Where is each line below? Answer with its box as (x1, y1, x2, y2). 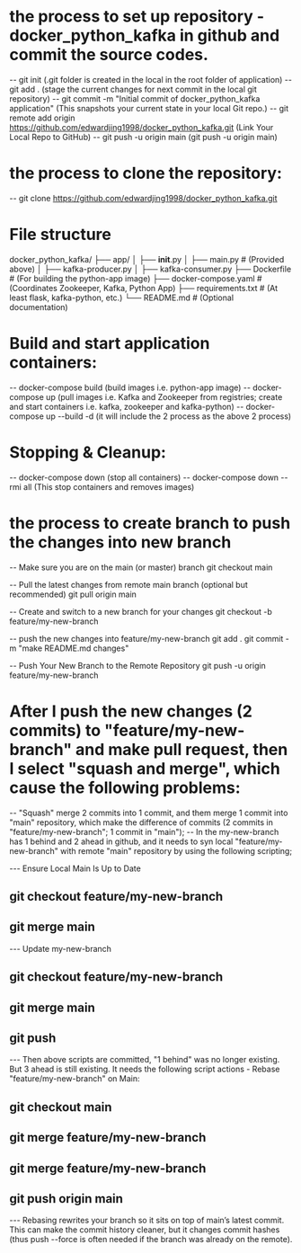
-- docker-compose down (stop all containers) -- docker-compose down (9, 472, 279, 483)
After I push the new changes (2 (9, 701, 253, 721)
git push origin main (9, 1191, 124, 1206)
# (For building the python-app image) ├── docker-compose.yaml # (9, 272, 262, 284)
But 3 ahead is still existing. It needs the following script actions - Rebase (9, 1063, 280, 1075)
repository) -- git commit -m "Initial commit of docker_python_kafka (9, 93, 261, 104)
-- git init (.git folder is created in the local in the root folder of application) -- (9, 74, 292, 84)
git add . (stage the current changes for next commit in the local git (9, 84, 258, 94)
